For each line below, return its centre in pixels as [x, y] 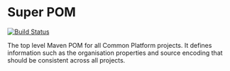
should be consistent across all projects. [66, 60]
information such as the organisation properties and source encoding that [115, 53]
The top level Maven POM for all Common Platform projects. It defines [110, 45]
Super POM [42, 12]
